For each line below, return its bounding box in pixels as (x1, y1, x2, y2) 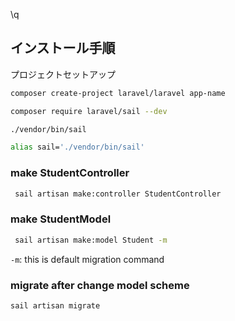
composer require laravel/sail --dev (10, 106, 168, 116)
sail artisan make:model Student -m (14, 235, 168, 245)
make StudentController (10, 166, 130, 180)
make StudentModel (10, 212, 112, 226)
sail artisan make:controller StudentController (14, 189, 222, 199)
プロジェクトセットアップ (10, 68, 116, 80)
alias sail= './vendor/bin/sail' (10, 142, 145, 153)
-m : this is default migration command (10, 253, 165, 265)
